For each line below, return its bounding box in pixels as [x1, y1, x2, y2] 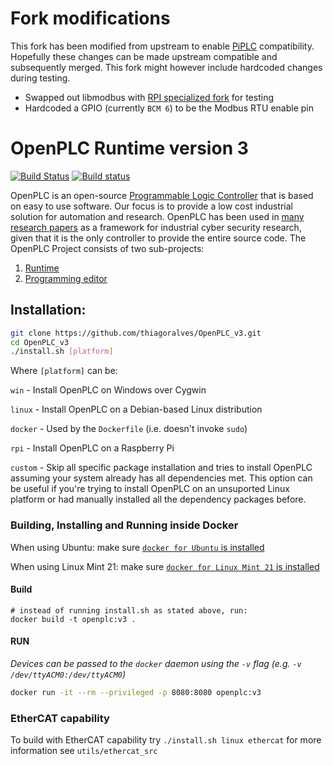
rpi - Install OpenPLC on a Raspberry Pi [10, 442, 175, 454]
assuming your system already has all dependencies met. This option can [10, 472, 313, 484]
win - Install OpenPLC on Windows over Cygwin [10, 384, 207, 396]
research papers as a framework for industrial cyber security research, [10, 221, 302, 233]
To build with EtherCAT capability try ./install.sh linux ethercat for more [10, 734, 322, 746]
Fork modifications [10, 7, 171, 30]
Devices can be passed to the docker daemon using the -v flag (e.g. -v [10, 658, 302, 670]
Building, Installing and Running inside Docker [10, 518, 239, 532]
